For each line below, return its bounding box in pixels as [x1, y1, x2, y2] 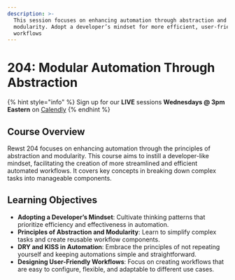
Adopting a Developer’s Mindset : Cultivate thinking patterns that [17, 213, 206, 221]
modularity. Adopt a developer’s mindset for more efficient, [13, 23, 199, 30]
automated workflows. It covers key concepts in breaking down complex [7, 167, 217, 175]
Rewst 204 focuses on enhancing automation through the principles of [7, 144, 211, 153]
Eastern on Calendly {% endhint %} [7, 106, 111, 114]
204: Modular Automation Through [7, 60, 215, 76]
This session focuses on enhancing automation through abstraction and [13, 17, 227, 24]
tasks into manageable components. [7, 174, 112, 182]
